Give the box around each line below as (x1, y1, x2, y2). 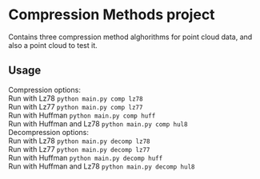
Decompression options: (8, 127, 90, 137)
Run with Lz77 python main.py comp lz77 (8, 101, 143, 111)
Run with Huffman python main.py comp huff (8, 110, 156, 120)
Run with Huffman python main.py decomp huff (8, 153, 163, 162)
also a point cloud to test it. (8, 40, 98, 50)
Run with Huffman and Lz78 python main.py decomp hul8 (8, 161, 195, 171)
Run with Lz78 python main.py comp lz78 (8, 93, 143, 103)
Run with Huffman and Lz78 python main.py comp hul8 (8, 118, 188, 129)
